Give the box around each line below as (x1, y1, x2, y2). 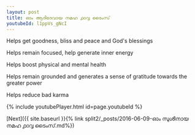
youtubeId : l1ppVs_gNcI (6, 20, 67, 26)
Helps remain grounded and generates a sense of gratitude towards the (6, 73, 188, 80)
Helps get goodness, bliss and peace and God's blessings (6, 37, 153, 45)
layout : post (6, 9, 40, 15)
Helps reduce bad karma (6, 91, 69, 99)
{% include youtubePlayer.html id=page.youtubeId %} (6, 103, 143, 110)
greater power (6, 79, 42, 87)
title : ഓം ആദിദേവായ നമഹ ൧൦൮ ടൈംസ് (6, 15, 110, 21)
